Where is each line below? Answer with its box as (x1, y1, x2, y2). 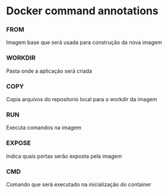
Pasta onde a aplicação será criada (6, 67, 93, 74)
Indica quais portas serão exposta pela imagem (6, 152, 122, 159)
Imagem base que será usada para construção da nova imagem (6, 39, 162, 46)
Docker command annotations (6, 4, 159, 18)
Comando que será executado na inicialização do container (6, 180, 151, 188)
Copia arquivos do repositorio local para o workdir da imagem (6, 96, 157, 103)
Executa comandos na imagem (6, 124, 82, 132)
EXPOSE (6, 139, 31, 147)
